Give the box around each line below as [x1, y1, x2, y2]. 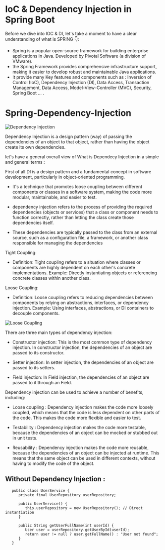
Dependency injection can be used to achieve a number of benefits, [5, 389, 144, 395]
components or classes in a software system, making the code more [12, 189, 152, 195]
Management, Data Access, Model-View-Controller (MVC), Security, [12, 85, 152, 91]
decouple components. [12, 310, 60, 316]
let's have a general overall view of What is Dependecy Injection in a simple [5, 153, 159, 160]
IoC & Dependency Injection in [5, 3, 132, 15]
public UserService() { [18, 501, 68, 506]
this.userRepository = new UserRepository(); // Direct [25, 505, 143, 511]
